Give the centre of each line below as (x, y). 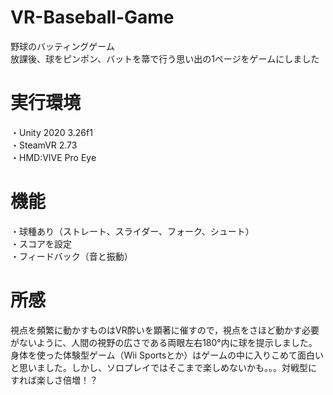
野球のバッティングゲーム (62, 46)
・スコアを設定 (41, 243)
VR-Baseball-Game (92, 17)
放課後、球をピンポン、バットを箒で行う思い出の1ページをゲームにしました (165, 58)
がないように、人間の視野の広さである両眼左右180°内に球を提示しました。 (164, 342)
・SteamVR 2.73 (44, 145)
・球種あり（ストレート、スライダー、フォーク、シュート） (132, 231)
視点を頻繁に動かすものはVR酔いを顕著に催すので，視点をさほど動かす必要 (165, 330)
